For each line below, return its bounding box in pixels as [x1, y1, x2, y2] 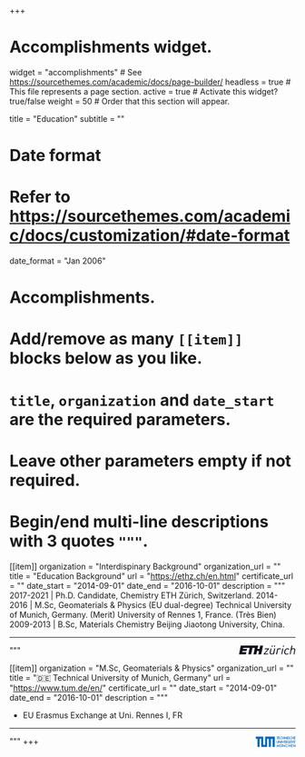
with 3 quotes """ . [9, 531, 149, 551]
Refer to [9, 187, 71, 207]
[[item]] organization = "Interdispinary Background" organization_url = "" [9, 561, 281, 572]
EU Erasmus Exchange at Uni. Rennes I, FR [22, 710, 183, 721]
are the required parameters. [9, 409, 231, 430]
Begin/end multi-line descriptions [9, 512, 270, 532]
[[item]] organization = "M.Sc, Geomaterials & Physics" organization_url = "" [9, 662, 294, 673]
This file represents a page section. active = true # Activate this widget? [9, 85, 279, 96]
